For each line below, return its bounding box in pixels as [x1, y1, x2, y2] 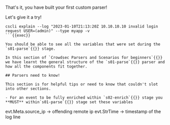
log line [5, 114, 21, 120]
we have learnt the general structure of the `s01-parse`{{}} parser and [5, 59, 165, 65]
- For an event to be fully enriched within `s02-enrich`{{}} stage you [5, 95, 163, 100]
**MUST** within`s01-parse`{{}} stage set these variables [5, 100, 133, 105]
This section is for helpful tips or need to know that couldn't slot [5, 82, 158, 87]
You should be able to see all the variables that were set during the [5, 42, 160, 47]
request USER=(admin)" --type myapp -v [5, 28, 90, 34]
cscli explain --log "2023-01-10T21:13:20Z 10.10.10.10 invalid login [5, 24, 158, 29]
